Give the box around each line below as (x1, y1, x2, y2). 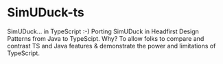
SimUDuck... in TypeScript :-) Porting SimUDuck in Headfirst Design (7, 27, 199, 35)
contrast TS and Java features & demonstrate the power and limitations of (7, 42, 216, 50)
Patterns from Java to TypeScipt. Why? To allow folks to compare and (7, 34, 204, 42)
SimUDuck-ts (7, 5, 84, 20)
